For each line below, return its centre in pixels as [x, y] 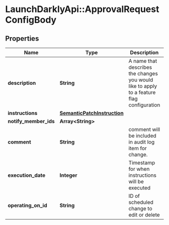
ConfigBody [31, 20]
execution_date [27, 175]
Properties [22, 38]
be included [143, 136]
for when [139, 169]
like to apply [143, 86]
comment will [144, 129]
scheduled [141, 202]
